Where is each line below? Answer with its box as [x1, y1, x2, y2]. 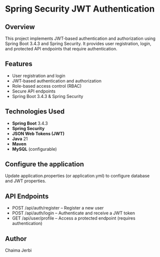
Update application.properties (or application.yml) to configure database [5, 173, 150, 179]
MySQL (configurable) [12, 146, 57, 152]
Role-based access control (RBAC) [12, 83, 82, 89]
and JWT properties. [5, 178, 47, 184]
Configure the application [5, 160, 84, 168]
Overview [5, 23, 35, 31]
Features [5, 60, 32, 68]
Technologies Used [5, 108, 64, 116]
